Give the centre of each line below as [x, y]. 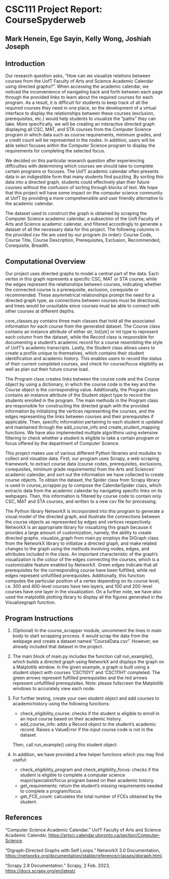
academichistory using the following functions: [61, 704]
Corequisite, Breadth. [27, 245]
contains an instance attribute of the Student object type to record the [78, 395]
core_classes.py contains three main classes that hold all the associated [80, 321]
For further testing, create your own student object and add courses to [86, 698]
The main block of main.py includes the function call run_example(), [83, 656]
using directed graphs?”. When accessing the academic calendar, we [77, 86]
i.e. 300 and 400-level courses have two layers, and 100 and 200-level [79, 586]
